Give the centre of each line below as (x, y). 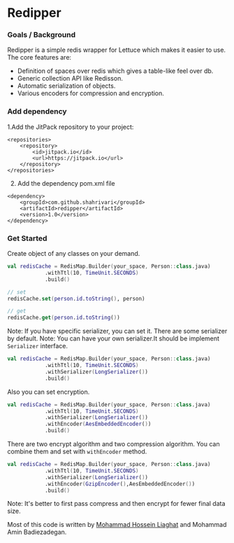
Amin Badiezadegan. (37, 532)
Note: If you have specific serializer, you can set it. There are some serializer (117, 331)
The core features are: (39, 57)
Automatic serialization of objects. (66, 86)
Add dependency (37, 111)
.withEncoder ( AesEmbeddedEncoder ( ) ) (98, 424)
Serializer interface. (38, 346)
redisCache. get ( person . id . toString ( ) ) (64, 318)
